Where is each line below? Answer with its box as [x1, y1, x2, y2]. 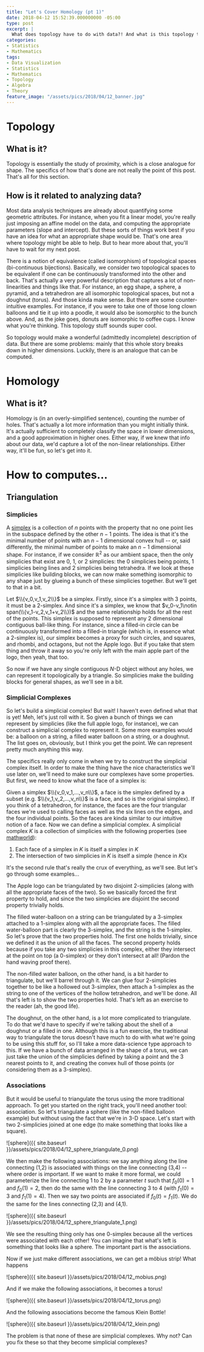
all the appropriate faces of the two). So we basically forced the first [6, 888, 177, 896]
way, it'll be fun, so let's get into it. [6, 447, 92, 454]
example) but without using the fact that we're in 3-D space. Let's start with [6, 1114, 195, 1122]
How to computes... [6, 468, 108, 482]
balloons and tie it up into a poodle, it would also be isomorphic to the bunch [6, 309, 197, 316]
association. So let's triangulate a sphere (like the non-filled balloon [6, 1108, 175, 1115]
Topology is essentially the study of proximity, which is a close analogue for [6, 160, 195, 167]
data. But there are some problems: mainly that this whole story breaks [6, 340, 183, 347]
